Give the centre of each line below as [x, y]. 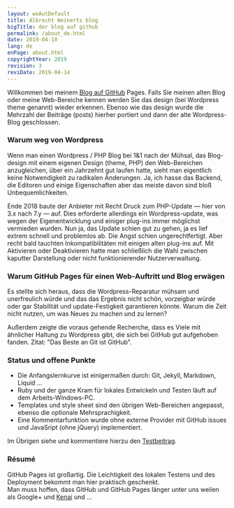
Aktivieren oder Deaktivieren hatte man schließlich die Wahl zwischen [108, 251]
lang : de [20, 46]
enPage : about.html [36, 53]
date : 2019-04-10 [32, 40]
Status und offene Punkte [51, 360]
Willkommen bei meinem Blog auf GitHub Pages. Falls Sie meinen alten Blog [116, 92]
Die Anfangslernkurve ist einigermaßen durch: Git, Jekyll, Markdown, [117, 376]
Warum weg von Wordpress [55, 140]
